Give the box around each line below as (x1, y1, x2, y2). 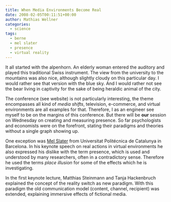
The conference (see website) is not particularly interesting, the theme (5, 95, 154, 102)
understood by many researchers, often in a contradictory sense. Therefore (5, 154, 164, 160)
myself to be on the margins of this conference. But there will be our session (5, 111, 166, 118)
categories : (5, 21, 31, 27)
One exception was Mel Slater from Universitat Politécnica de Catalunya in (5, 138, 162, 144)
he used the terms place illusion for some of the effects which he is (5, 159, 147, 165)
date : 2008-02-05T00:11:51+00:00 (5, 12, 77, 17)
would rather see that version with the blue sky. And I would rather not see (5, 80, 162, 86)
